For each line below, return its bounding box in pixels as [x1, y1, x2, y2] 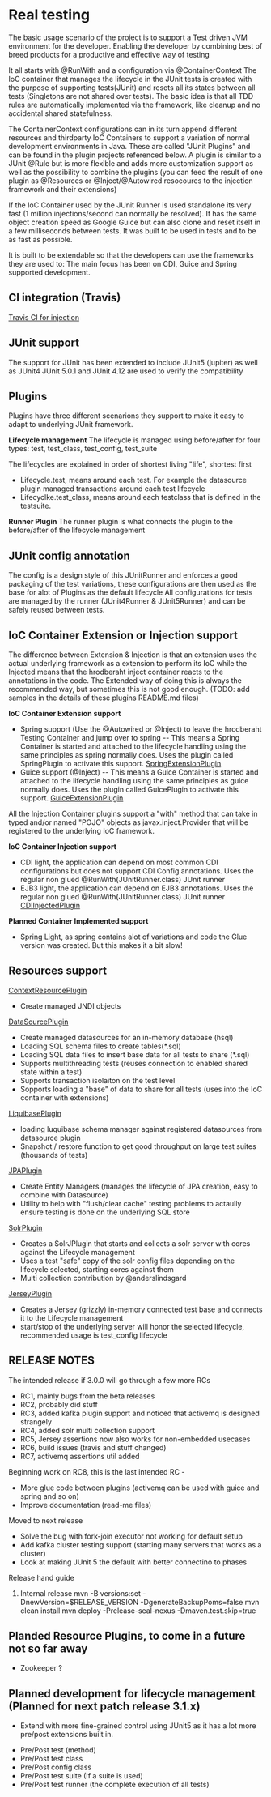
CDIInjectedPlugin [19, 901, 81, 910]
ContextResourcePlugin [8, 985, 87, 995]
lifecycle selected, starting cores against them [19, 1264, 174, 1274]
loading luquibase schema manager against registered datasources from [19, 1124, 263, 1133]
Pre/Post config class [19, 1762, 91, 1772]
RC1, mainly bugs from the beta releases [19, 1391, 155, 1401]
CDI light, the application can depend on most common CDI [19, 857, 218, 867]
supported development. [8, 267, 91, 277]
